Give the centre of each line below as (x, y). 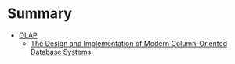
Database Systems (61, 52)
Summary (40, 14)
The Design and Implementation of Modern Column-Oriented (129, 43)
